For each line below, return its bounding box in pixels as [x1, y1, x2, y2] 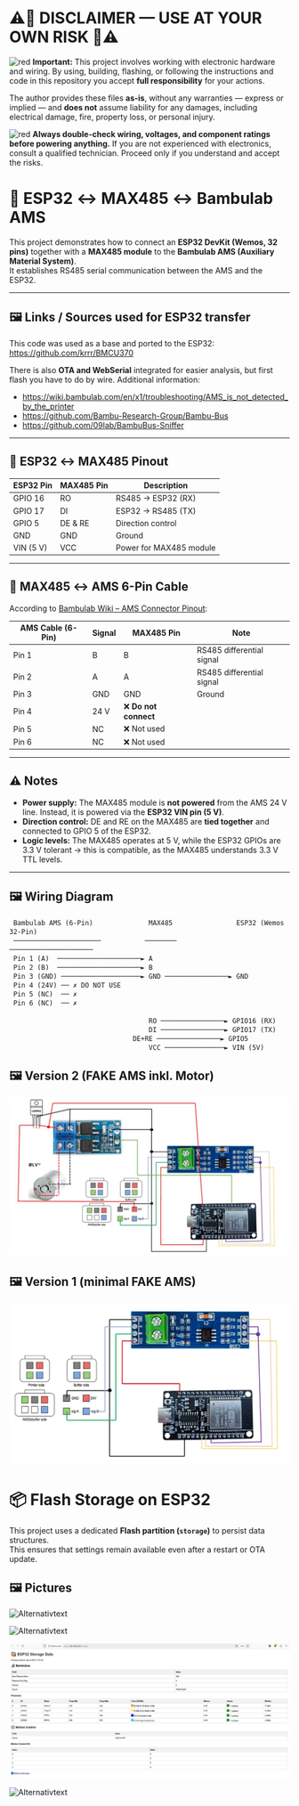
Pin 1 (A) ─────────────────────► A [12, 954, 153, 963]
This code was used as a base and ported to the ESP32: [9, 338, 215, 348]
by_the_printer [21, 401, 75, 411]
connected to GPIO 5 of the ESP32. [21, 826, 151, 836]
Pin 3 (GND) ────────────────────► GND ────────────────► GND [12, 972, 249, 980]
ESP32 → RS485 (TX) [115, 505, 197, 516]
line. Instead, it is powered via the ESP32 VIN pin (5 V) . [21, 806, 224, 818]
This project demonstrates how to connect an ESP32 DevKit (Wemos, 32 [9, 236, 279, 248]
